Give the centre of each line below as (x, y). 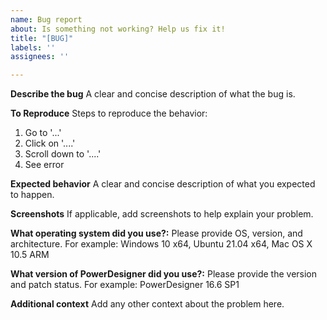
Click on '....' (50, 143)
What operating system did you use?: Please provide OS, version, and (156, 233)
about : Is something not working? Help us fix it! (118, 29)
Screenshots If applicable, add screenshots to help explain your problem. (162, 214)
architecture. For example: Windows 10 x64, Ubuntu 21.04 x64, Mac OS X (161, 244)
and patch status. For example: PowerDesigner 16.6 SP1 (125, 285)
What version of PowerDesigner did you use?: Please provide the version (164, 274)
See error (44, 165)
